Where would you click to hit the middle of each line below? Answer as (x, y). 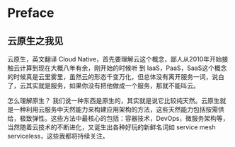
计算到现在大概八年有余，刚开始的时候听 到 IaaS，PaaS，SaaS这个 (117, 68)
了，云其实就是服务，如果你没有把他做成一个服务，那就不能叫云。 (103, 86)
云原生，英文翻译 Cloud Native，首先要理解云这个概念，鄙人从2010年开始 (115, 59)
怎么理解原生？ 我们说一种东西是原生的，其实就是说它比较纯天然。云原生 (114, 101)
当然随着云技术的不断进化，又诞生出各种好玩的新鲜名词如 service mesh (111, 127)
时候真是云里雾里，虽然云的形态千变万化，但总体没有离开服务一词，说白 (119, 77)
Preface (31, 13)
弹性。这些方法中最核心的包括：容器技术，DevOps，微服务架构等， (130, 118)
